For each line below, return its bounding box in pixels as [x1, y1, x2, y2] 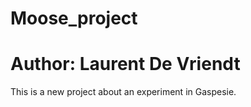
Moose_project [10, 7, 138, 30]
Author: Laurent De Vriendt [10, 53, 241, 76]
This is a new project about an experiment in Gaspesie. [10, 86, 237, 98]
